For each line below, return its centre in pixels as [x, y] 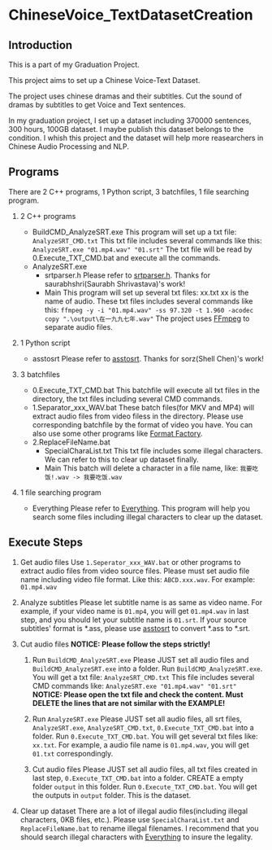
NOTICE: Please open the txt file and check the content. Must [138, 694]
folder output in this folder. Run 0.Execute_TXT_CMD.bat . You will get [145, 786]
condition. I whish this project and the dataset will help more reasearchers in [136, 138]
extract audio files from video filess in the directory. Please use [138, 416]
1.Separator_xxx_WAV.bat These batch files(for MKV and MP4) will [143, 407]
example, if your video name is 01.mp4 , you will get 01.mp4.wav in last [134, 611]
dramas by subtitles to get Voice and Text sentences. [97, 105]
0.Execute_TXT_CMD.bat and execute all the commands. [126, 257]
